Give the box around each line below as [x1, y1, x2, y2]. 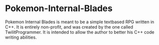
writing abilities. [5, 34, 37, 40]
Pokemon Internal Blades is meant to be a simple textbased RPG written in [5, 19, 155, 25]
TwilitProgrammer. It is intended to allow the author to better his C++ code [5, 29, 155, 35]
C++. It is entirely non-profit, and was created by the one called [5, 24, 134, 30]
